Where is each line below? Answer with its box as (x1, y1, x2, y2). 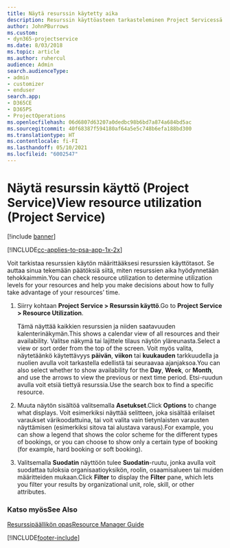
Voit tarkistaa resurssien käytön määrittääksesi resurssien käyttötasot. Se (7, 259, 215, 267)
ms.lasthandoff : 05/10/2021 (7, 144, 88, 151)
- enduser (7, 87, 36, 94)
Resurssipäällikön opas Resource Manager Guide (7, 520, 144, 529)
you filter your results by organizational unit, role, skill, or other (16, 480, 194, 488)
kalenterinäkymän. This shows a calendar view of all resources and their (16, 329, 220, 338)
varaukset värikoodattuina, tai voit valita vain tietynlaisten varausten (16, 415, 209, 424)
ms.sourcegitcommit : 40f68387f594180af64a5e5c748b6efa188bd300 (7, 125, 192, 132)
